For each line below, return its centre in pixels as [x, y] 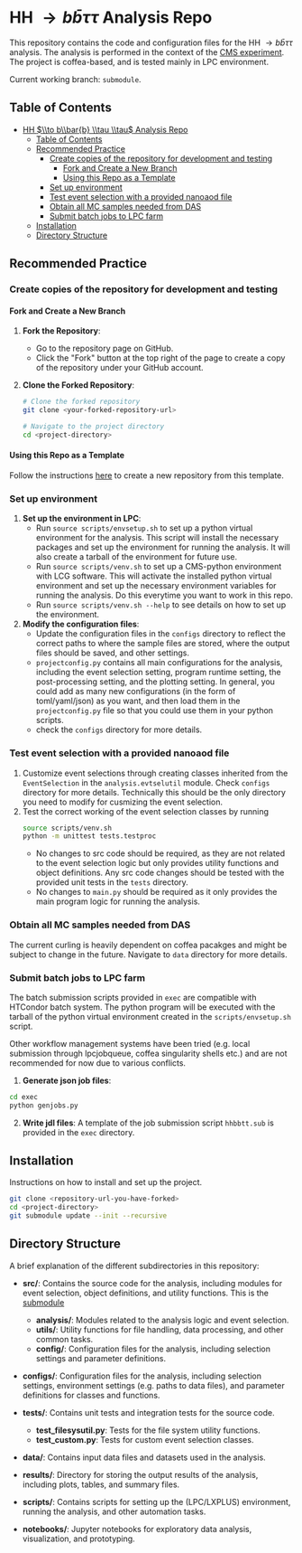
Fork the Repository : [61, 331]
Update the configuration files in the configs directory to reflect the [160, 634]
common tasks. [64, 1339]
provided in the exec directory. [78, 1132]
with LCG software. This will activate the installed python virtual [154, 576]
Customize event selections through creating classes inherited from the [155, 773]
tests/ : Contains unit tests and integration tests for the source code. [148, 1412]
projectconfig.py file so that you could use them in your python [154, 711]
